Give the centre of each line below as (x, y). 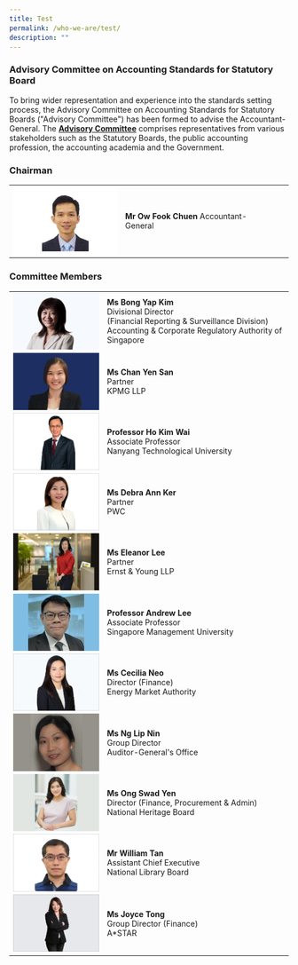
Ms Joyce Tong (136, 914)
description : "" (39, 37)
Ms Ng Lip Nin (133, 733)
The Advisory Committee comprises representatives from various (163, 128)
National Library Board (148, 872)
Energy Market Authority (152, 692)
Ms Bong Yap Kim (141, 303)
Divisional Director (141, 312)
